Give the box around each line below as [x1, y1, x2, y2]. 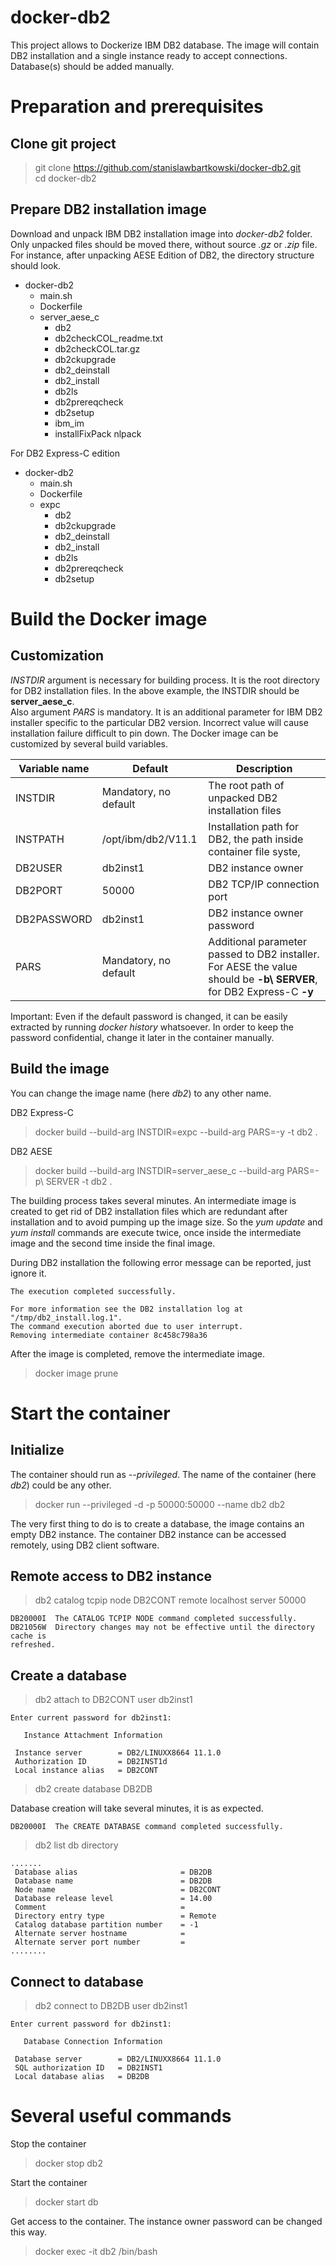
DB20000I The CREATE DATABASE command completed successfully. [10, 1822, 284, 1832]
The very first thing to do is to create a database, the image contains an [10, 1517, 305, 1530]
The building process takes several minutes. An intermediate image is [10, 1194, 297, 1206]
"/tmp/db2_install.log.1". [10, 1312, 123, 1323]
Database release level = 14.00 [14, 1894, 213, 1904]
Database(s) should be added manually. [10, 60, 175, 72]
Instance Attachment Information [23, 1731, 163, 1741]
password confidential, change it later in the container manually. [10, 1031, 275, 1043]
